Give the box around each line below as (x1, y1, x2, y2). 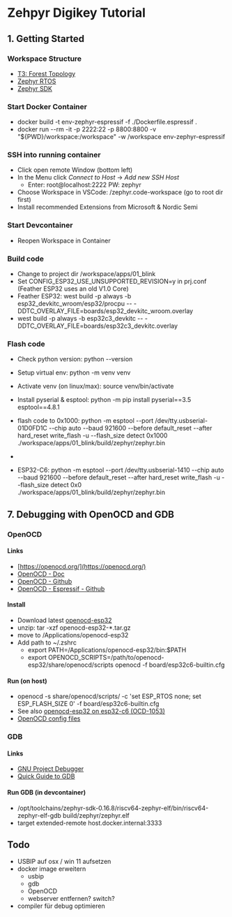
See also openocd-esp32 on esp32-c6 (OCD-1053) (17, 707, 166, 716)
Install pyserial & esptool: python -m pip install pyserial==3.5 (17, 396, 192, 404)
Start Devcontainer (7, 220, 73, 230)
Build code (7, 254, 44, 263)
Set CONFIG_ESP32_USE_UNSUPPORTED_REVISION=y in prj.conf (17, 277, 207, 286)
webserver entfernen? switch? (27, 895, 115, 903)
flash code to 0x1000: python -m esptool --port (17, 417, 154, 425)
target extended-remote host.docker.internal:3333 (17, 818, 162, 827)
